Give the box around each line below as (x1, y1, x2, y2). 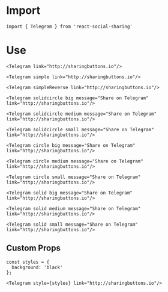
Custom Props (6, 243, 61, 253)
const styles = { (6, 259, 50, 265)
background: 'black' (11, 264, 63, 270)
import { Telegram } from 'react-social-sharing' (6, 23, 133, 30)
